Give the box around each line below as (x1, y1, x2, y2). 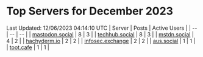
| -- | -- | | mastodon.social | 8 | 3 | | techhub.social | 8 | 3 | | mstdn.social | (6, 30, 194, 38)
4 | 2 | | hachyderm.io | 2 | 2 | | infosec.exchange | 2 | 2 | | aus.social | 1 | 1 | (6, 37, 196, 44)
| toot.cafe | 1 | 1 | (6, 44, 50, 51)
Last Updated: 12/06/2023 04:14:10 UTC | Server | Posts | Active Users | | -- (6, 24, 198, 32)
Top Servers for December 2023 (6, 4, 174, 18)
